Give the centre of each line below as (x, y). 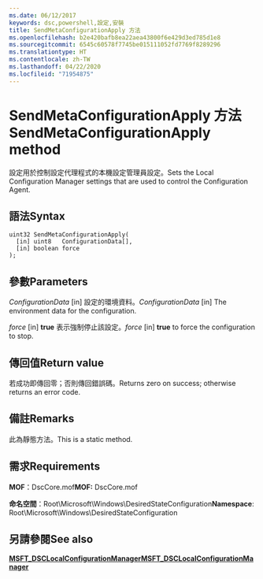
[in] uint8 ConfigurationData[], (74, 242)
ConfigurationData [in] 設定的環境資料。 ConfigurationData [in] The (118, 302)
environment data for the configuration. (73, 311)
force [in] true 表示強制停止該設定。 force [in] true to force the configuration (132, 327)
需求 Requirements (55, 467)
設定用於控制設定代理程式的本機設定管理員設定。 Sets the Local (111, 172)
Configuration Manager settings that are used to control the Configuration (129, 181)
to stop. (21, 336)
